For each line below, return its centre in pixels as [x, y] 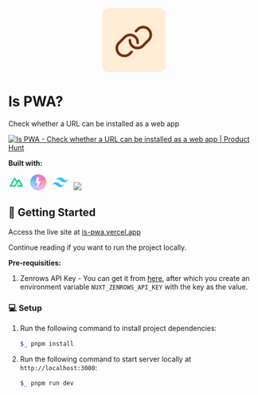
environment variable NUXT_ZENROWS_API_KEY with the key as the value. [134, 286]
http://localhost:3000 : [59, 367]
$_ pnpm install [47, 344]
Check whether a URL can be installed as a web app [94, 124]
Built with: [25, 163]
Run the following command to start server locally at [106, 359]
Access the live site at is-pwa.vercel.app [74, 231]
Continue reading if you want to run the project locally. [98, 247]
